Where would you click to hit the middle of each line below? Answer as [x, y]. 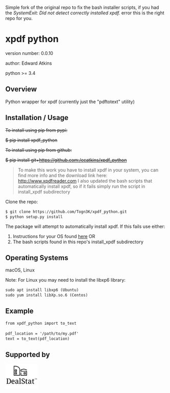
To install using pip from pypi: [36, 130]
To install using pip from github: [39, 150]
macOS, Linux [20, 270]
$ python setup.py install [34, 217]
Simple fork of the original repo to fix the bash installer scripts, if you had [82, 7]
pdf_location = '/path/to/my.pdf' [42, 334]
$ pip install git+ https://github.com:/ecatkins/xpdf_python [66, 160]
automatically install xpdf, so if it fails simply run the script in [81, 186]
